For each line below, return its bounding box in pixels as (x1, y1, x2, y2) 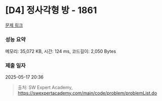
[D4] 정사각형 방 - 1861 (5, 5, 97, 16)
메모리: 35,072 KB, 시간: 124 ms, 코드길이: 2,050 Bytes (5, 48, 116, 54)
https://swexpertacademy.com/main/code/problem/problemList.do (17, 90, 157, 96)
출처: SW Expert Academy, (17, 84, 73, 90)
